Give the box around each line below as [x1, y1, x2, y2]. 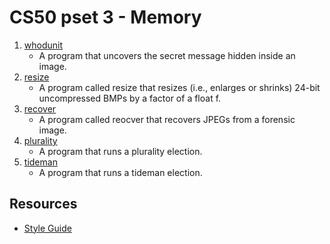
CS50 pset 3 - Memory [9, 6, 202, 29]
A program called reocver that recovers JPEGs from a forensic [38, 113, 296, 125]
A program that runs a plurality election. [38, 145, 203, 157]
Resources [9, 196, 78, 213]
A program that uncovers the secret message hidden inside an [38, 49, 296, 61]
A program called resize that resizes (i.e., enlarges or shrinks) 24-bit [38, 81, 321, 93]
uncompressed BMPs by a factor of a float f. [38, 92, 222, 104]
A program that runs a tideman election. [38, 166, 203, 178]
